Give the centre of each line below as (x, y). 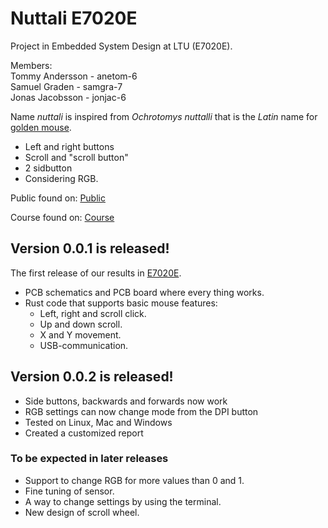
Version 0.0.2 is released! (92, 377)
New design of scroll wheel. (82, 512)
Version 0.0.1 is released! (90, 248)
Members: (31, 65)
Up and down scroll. (81, 324)
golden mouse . (41, 127)
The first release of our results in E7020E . (96, 273)
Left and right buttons (69, 146)
